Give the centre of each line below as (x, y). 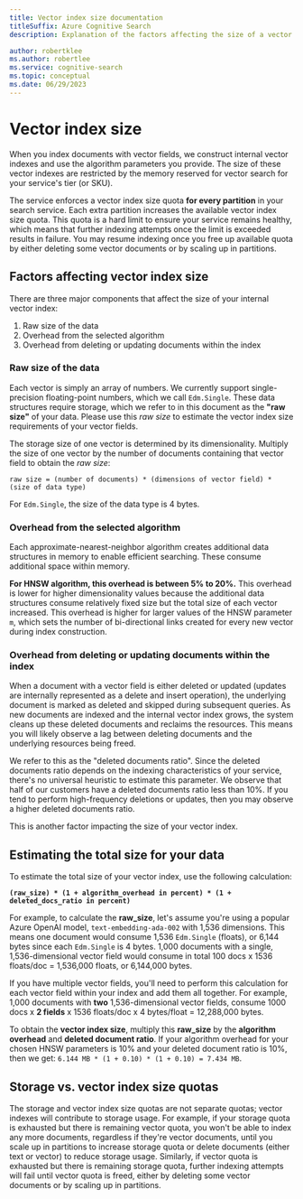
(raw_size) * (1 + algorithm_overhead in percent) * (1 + (120, 893)
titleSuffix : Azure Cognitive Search (80, 26)
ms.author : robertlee (50, 60)
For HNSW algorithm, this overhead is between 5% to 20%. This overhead (151, 584)
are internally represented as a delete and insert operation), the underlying (148, 695)
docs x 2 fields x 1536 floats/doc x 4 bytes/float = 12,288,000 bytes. (137, 1012)
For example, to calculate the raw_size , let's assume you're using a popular (150, 918)
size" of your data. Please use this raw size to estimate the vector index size (151, 416)
